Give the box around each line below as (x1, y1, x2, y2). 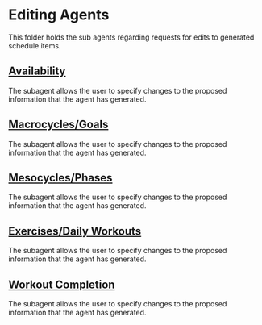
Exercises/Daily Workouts (8, 224, 142, 238)
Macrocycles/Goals (8, 118, 109, 131)
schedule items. (8, 40, 61, 50)
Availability (8, 65, 66, 78)
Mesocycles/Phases (8, 171, 113, 185)
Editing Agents (8, 6, 110, 24)
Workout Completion (8, 277, 115, 291)
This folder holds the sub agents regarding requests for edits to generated (8, 32, 255, 42)
